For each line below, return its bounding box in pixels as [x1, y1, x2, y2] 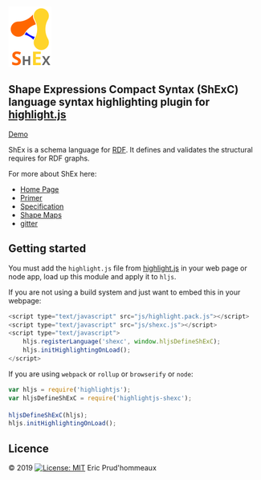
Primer [19, 193, 43, 202]
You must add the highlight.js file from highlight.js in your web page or [8, 263, 247, 273]
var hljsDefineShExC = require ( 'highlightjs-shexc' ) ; [8, 394, 193, 402]
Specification [19, 201, 64, 211]
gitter [19, 218, 39, 228]
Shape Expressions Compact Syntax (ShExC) [8, 83, 239, 96]
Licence [8, 441, 50, 455]
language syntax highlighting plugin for [8, 96, 210, 109]
